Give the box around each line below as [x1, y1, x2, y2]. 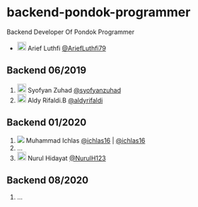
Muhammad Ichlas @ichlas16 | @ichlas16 [25, 136, 146, 145]
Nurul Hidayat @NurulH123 [27, 153, 107, 162]
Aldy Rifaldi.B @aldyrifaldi [27, 96, 103, 105]
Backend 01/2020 [6, 117, 87, 129]
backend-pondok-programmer [6, 4, 191, 20]
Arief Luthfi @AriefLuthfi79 [27, 44, 107, 52]
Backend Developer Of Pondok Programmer [6, 28, 135, 36]
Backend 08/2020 [6, 174, 89, 186]
